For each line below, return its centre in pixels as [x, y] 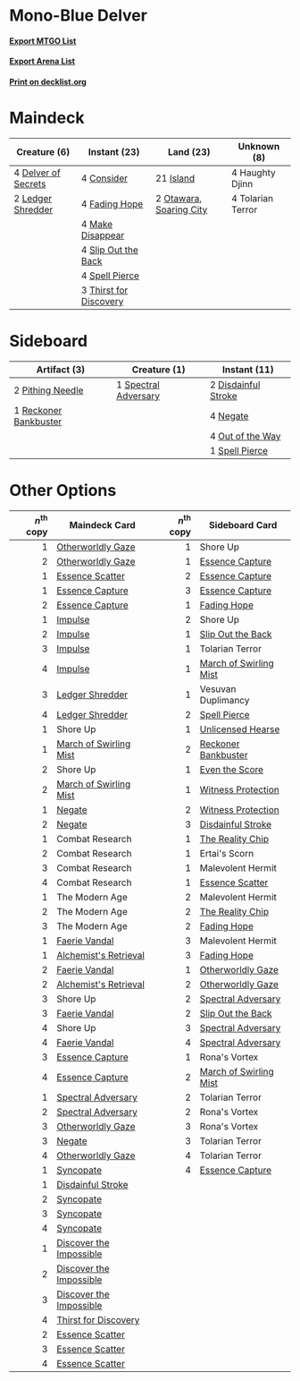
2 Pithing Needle [49, 390]
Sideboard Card [243, 525]
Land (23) [190, 151]
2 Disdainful [235, 384]
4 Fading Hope [112, 204]
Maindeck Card [102, 525]
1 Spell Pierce [239, 450]
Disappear [103, 235]
